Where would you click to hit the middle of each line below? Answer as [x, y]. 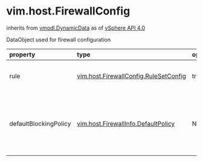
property [22, 54]
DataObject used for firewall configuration [58, 39]
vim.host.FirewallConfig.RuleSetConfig [131, 76]
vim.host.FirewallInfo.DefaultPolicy [126, 123]
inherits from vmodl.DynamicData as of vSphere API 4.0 [76, 28]
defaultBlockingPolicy [40, 123]
